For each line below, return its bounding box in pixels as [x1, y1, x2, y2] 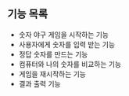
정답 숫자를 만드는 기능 [18, 50, 88, 59]
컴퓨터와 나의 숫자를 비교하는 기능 [18, 59, 122, 68]
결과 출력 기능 [18, 79, 61, 88]
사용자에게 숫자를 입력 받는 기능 [18, 39, 115, 49]
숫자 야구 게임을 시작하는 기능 [18, 30, 109, 39]
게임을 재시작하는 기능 [18, 69, 87, 79]
